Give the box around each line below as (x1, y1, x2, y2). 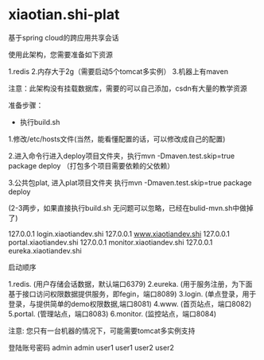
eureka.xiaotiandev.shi (8, 246, 82, 255)
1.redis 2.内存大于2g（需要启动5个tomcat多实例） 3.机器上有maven (8, 66, 229, 76)
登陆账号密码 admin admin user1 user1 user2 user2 (8, 343, 175, 352)
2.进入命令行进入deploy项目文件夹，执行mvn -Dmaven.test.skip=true (8, 151, 235, 161)
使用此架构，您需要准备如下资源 (8, 49, 113, 59)
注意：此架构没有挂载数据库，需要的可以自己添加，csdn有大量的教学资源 (8, 83, 248, 93)
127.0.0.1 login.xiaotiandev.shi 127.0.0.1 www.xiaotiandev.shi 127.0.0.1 (8, 229, 231, 238)
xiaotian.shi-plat (8, 6, 120, 24)
